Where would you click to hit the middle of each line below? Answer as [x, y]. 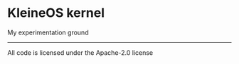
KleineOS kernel [56, 13]
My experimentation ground [48, 32]
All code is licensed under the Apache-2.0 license [80, 52]
